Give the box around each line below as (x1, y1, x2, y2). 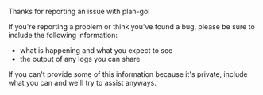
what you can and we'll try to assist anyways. (8, 78, 157, 87)
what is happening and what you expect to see (19, 46, 173, 55)
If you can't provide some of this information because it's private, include (8, 70, 248, 78)
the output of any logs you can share (19, 55, 141, 63)
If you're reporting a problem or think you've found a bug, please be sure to (8, 22, 256, 31)
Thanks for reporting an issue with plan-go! (8, 7, 151, 16)
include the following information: (8, 31, 118, 40)
